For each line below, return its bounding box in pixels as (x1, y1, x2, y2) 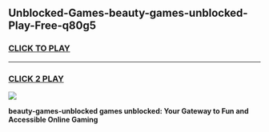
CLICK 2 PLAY (8, 73, 64, 84)
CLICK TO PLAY (8, 43, 70, 54)
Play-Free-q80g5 (8, 19, 96, 33)
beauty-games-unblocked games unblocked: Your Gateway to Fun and (8, 106, 250, 115)
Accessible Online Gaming (8, 114, 98, 124)
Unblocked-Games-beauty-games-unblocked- (8, 6, 248, 20)
